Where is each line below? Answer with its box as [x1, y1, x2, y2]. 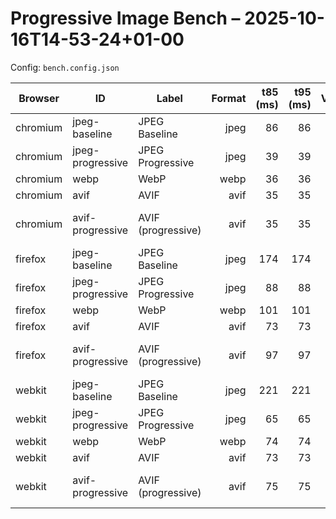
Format [211, 91, 247, 105]
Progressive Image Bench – [10, 7, 241, 30]
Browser [18, 91, 60, 105]
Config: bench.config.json [10, 61, 120, 73]
